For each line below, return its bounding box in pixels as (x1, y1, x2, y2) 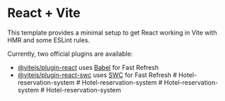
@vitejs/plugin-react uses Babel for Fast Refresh (17, 63, 159, 71)
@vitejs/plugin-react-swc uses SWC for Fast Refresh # (17, 71, 178, 79)
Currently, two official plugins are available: (7, 49, 133, 58)
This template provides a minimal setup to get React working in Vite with (7, 28, 217, 37)
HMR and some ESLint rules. (7, 35, 90, 44)
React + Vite (7, 5, 81, 21)
